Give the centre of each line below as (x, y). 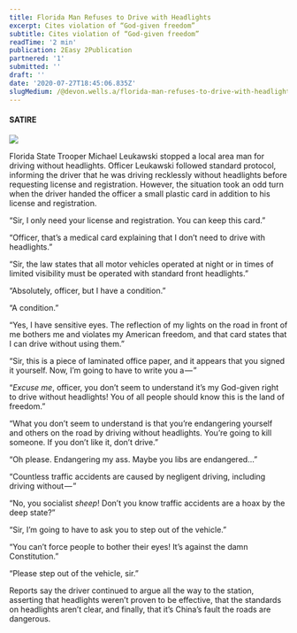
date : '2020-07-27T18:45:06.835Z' (73, 83)
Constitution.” (34, 556)
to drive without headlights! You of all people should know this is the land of (147, 397)
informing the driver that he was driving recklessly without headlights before (148, 174)
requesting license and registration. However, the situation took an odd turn (147, 184)
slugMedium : (31, 91)
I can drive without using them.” (67, 344)
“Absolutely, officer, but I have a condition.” (88, 290)
